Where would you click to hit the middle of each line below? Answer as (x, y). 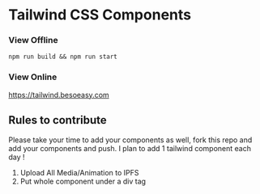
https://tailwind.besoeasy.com (59, 95)
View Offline (33, 40)
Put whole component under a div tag (83, 181)
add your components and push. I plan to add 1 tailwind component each (130, 148)
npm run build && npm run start (63, 57)
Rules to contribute (58, 120)
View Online (33, 77)
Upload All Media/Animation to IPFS (79, 172)
